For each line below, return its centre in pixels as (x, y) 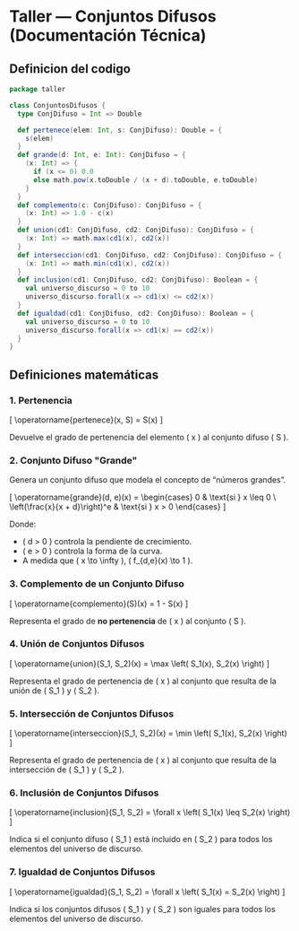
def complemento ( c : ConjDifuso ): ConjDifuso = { (110, 205)
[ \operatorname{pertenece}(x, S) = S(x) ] (86, 420)
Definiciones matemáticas (84, 374)
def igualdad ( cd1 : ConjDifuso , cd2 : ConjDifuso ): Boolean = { (136, 313)
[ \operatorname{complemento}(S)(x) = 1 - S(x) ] (99, 604)
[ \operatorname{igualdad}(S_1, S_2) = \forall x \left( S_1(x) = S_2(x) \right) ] (147, 892)
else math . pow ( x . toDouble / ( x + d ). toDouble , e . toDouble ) (145, 180)
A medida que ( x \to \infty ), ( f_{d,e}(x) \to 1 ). (107, 561)
